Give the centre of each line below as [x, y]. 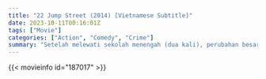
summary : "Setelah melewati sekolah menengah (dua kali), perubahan [123, 45]
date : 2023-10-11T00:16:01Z [55, 23]
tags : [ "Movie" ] [35, 30]
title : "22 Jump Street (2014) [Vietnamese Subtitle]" [101, 15]
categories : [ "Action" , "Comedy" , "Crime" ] [81, 38]
